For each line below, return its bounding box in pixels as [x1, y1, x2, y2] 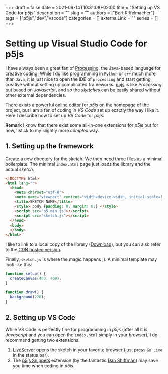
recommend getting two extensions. [5, 337, 80, 343]
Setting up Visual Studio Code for [5, 38, 147, 49]
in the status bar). [12, 352, 49, 358]
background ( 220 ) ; [10, 294, 46, 300]
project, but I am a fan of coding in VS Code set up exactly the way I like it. [5, 107, 159, 113]
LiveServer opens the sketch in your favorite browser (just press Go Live [12, 347, 163, 353]
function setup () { [5, 271, 46, 276]
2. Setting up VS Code [5, 313, 75, 322]
